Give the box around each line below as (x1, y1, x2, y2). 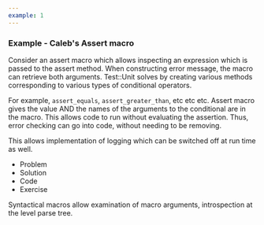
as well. (8, 144, 33, 153)
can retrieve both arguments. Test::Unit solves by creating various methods (8, 72, 253, 81)
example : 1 (8, 11, 44, 20)
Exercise (19, 184, 48, 194)
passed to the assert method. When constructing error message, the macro (8, 64, 254, 73)
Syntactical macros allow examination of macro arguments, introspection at (8, 200, 253, 209)
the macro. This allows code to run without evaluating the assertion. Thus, (8, 112, 249, 122)
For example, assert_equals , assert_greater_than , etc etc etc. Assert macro (8, 95, 255, 105)
